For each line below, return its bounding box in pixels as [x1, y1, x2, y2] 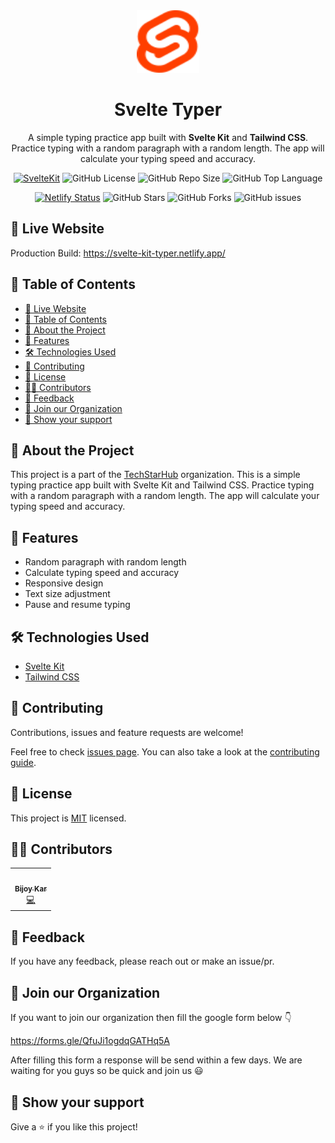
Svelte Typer [113, 99, 223, 121]
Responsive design [24, 577, 104, 589]
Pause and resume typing [24, 599, 131, 611]
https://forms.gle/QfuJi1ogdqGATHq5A [10, 1035, 170, 1047]
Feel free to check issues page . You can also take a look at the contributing [10, 745, 320, 758]
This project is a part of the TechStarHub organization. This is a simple [10, 469, 301, 481]
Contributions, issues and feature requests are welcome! [10, 726, 244, 738]
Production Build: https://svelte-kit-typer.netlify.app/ [10, 247, 226, 259]
